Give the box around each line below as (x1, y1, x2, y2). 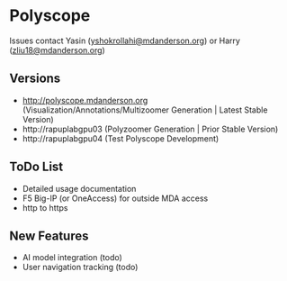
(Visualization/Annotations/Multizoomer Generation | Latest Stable (22, 104, 268, 115)
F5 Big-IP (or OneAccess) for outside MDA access (22, 193, 209, 204)
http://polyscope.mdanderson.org (22, 95, 148, 105)
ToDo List (9, 159, 64, 175)
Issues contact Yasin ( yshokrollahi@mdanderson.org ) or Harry (9, 35, 241, 46)
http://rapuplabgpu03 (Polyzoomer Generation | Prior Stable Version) (22, 123, 279, 134)
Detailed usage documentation (22, 183, 137, 194)
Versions (9, 71, 61, 86)
